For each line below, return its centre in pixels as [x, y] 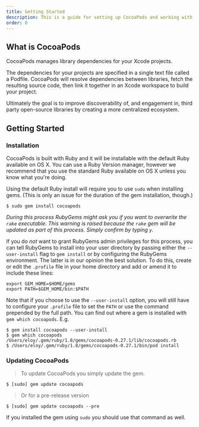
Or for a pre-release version [55, 395]
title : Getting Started [36, 12]
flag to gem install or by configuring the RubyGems [103, 254]
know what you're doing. [37, 177]
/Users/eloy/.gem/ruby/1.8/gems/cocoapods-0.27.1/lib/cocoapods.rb [91, 340]
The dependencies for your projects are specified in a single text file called [98, 73]
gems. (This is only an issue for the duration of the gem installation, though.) [99, 195]
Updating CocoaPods [38, 360]
